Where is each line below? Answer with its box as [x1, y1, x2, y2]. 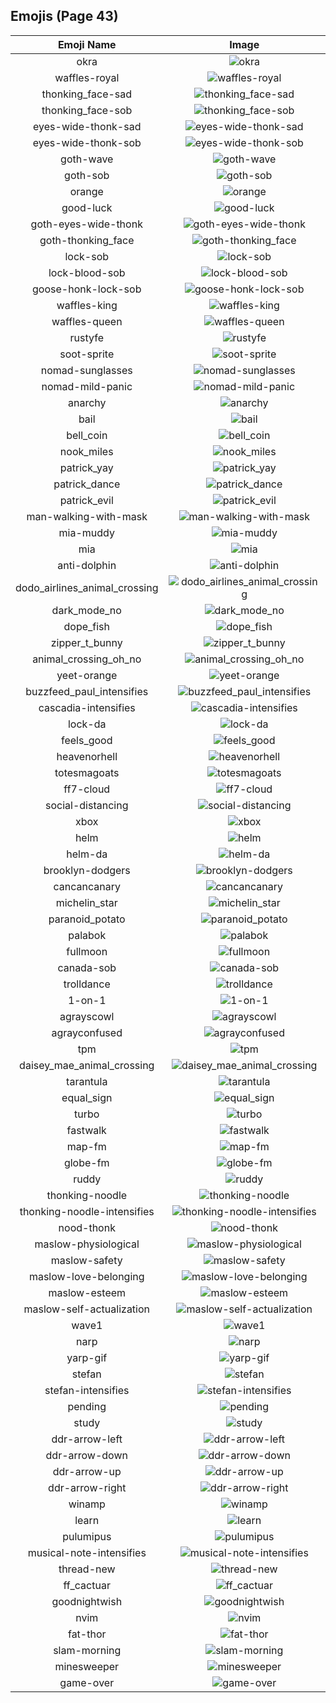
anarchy [67, 395, 107, 409]
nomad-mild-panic [41, 379, 133, 393]
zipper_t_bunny [50, 635, 123, 649]
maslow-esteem [48, 1285, 127, 1299]
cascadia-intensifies [38, 700, 136, 714]
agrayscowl [59, 1009, 115, 1023]
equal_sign [61, 1090, 113, 1104]
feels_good [60, 733, 113, 747]
